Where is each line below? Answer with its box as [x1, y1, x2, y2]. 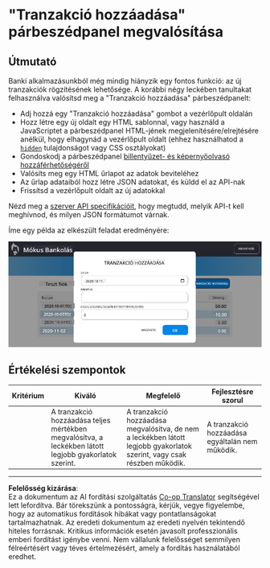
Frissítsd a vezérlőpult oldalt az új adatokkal [19, 186, 166, 195]
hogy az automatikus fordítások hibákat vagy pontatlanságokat [8, 509, 217, 519]
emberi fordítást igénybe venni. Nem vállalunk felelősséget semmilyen [8, 535, 241, 545]
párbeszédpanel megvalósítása [8, 23, 223, 41]
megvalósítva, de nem [126, 424, 199, 434]
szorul [221, 395, 243, 405]
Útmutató [8, 55, 57, 68]
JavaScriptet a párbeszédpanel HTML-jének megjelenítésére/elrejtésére [19, 126, 260, 135]
